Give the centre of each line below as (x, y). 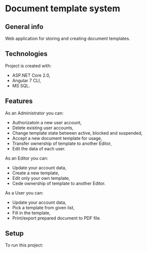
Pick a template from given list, (43, 207)
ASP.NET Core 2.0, (31, 75)
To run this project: (24, 245)
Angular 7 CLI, (26, 80)
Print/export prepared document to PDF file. (57, 218)
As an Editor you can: (26, 158)
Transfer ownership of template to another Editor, (62, 143)
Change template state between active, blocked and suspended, (77, 133)
